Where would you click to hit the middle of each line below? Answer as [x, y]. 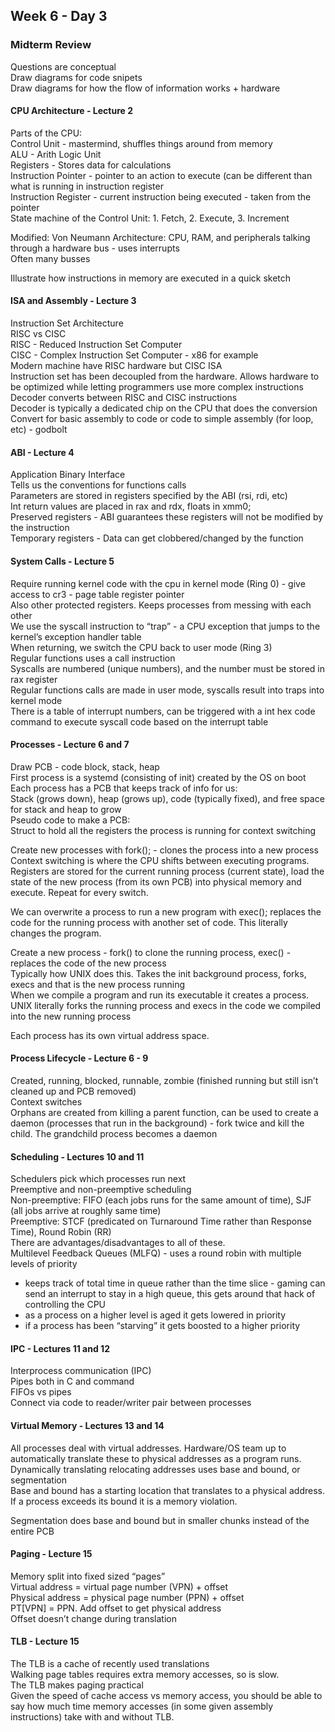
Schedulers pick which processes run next [98, 1179]
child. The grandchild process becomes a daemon [114, 1133]
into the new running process [71, 1016]
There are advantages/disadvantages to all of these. [118, 1243]
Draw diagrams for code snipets [76, 77]
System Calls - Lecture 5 [62, 561]
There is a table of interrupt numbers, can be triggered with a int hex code [163, 711]
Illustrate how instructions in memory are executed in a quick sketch [151, 278]
